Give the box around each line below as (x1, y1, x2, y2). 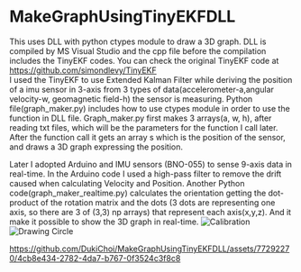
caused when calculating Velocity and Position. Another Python (9, 177, 245, 188)
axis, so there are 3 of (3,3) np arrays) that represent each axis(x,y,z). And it (9, 206, 291, 217)
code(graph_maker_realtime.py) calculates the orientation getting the (9, 187, 267, 198)
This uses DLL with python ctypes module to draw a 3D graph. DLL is (9, 36, 267, 47)
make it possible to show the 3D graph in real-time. (9, 216, 199, 227)
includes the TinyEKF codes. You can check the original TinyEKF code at (9, 55, 279, 66)
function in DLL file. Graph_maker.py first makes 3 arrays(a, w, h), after (9, 113, 272, 123)
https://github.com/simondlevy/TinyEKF (9, 65, 158, 76)
